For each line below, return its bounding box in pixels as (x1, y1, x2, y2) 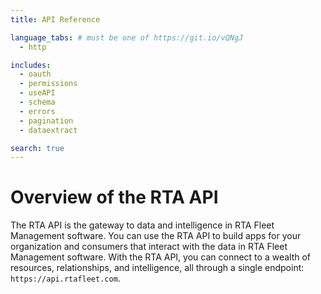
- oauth (19, 69, 52, 80)
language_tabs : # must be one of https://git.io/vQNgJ (10, 32, 244, 43)
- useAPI (19, 88, 56, 98)
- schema (19, 97, 56, 107)
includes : (10, 60, 52, 70)
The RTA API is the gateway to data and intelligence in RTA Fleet (10, 219, 275, 231)
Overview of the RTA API (10, 186, 219, 209)
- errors (19, 106, 56, 116)
